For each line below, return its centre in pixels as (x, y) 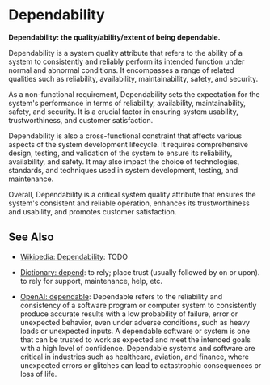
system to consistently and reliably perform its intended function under (127, 61)
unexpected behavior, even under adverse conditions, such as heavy (135, 322)
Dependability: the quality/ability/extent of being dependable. (114, 37)
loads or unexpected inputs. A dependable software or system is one (135, 331)
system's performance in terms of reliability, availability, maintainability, (127, 103)
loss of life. (38, 374)
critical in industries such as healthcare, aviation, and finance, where (134, 357)
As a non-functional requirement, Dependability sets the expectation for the (134, 94)
